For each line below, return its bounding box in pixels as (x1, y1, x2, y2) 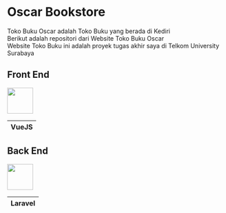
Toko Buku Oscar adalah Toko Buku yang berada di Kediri (7, 27, 171, 35)
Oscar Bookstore (7, 4, 105, 20)
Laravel (10, 198, 36, 207)
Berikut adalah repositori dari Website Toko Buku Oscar (7, 34, 164, 42)
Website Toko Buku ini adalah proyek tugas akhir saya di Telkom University (7, 41, 220, 50)
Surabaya (7, 49, 34, 57)
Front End (7, 69, 50, 81)
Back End (7, 145, 48, 157)
